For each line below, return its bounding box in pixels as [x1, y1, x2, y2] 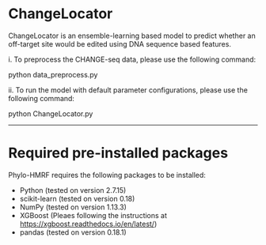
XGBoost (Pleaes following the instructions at [19, 210, 168, 220]
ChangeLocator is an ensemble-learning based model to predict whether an [8, 31, 256, 40]
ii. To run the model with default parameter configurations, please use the [8, 85, 248, 95]
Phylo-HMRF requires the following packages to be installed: [8, 170, 206, 179]
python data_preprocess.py [8, 70, 98, 79]
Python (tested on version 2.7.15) [19, 185, 127, 194]
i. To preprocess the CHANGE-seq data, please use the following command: [8, 55, 256, 64]
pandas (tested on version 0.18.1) [19, 227, 127, 237]
